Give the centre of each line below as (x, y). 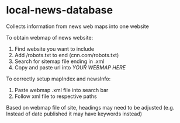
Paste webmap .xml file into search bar (61, 90)
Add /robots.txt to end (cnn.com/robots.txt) (67, 55)
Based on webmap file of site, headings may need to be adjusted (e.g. (90, 107)
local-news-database (59, 10)
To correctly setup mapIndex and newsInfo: (58, 79)
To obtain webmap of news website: (50, 37)
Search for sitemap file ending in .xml (59, 61)
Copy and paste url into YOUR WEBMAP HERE (70, 67)
